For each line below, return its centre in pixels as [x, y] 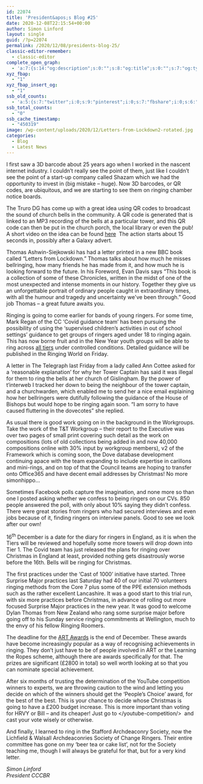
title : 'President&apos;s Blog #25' [52, 18]
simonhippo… [23, 480]
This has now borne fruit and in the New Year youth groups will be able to [98, 341]
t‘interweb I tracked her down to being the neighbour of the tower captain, [98, 384]
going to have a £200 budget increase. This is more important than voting [98, 707]
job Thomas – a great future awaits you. [56, 303]
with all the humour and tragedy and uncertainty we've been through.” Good [101, 297]
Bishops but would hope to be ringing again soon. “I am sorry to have [92, 404]
